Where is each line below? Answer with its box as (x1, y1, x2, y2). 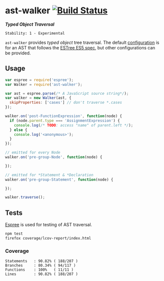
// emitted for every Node (5, 150, 61, 155)
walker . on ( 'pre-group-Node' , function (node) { (5, 155, 102, 160)
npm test (5, 231, 23, 237)
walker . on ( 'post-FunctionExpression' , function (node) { (5, 114, 122, 119)
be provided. (5, 50, 31, 56)
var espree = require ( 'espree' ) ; (5, 77, 74, 82)
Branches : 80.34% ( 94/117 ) (5, 263, 76, 268)
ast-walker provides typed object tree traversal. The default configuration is (5, 40, 160, 45)
